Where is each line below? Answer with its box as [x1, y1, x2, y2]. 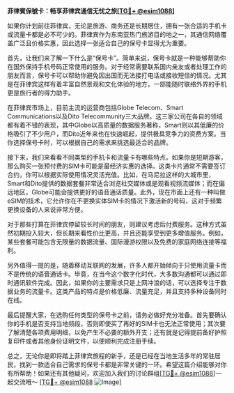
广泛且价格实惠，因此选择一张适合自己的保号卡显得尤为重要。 [13, 39, 190, 47]
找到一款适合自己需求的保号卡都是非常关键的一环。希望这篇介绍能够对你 [19, 360, 227, 369]
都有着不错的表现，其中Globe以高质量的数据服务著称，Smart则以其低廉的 [7, 121, 219, 129]
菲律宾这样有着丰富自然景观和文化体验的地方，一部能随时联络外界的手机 [19, 80, 227, 88]
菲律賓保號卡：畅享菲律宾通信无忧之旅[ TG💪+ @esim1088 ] [7, 7, 175, 15]
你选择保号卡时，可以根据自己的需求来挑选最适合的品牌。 [7, 139, 172, 146]
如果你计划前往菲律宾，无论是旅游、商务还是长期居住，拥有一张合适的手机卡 [7, 22, 227, 30]
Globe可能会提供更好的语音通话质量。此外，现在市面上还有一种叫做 [31, 188, 226, 196]
